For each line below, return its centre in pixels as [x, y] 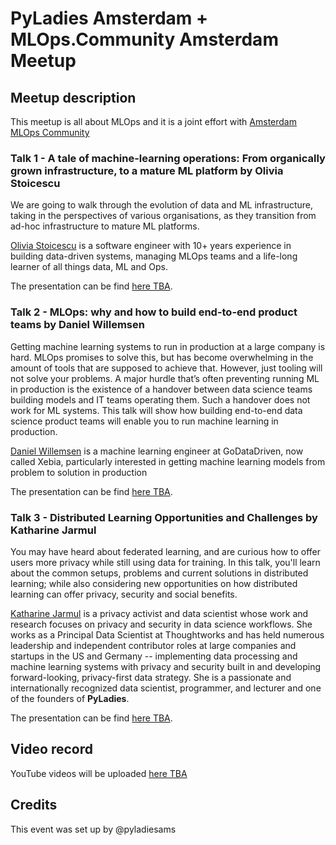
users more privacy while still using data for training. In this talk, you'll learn [165, 562]
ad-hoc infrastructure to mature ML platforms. [105, 226]
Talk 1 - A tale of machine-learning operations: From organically [168, 158]
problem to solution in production [79, 472]
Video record [52, 749]
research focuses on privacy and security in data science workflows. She [161, 624]
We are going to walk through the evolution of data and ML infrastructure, [162, 205]
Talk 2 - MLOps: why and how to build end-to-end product [154, 312]
